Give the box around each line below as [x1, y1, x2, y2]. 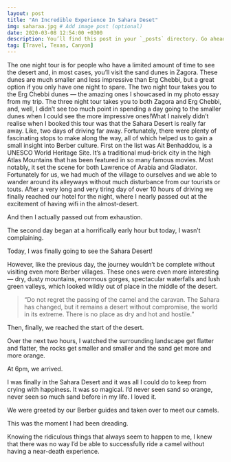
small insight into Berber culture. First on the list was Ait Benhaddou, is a [7, 142, 212, 149]
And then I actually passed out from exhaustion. [7, 213, 143, 221]
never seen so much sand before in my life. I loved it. [7, 393, 157, 401]
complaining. [7, 234, 44, 241]
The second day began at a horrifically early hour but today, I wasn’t [7, 226, 201, 234]
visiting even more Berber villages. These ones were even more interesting [7, 267, 219, 276]
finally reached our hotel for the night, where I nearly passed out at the [7, 192, 208, 200]
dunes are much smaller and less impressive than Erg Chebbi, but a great [7, 76, 214, 83]
